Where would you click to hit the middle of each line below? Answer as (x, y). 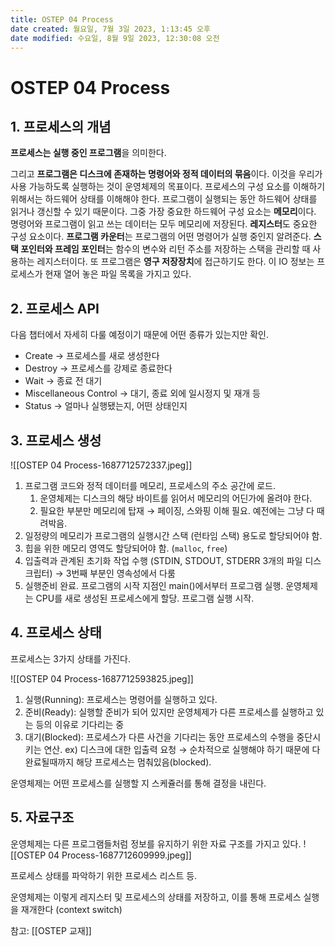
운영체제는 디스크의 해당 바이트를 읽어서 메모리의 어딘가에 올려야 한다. (176, 498)
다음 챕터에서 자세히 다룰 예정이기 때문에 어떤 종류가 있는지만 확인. (139, 335)
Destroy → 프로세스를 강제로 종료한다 (98, 368)
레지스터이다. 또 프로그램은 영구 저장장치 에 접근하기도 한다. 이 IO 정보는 (175, 262)
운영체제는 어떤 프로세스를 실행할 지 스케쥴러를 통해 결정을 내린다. (138, 783)
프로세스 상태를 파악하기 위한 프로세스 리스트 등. (104, 875)
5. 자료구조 (42, 817)
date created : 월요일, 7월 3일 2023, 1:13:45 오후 (110, 29)
